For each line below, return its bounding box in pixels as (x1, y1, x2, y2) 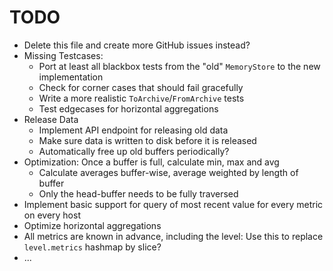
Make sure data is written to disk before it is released (38, 134, 257, 146)
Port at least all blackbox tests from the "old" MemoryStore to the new (38, 60, 321, 72)
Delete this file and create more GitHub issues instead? (23, 39, 251, 51)
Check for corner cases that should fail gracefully (38, 81, 244, 93)
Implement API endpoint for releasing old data (38, 124, 229, 136)
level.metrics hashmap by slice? (23, 241, 162, 253)
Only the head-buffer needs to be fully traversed (38, 187, 239, 200)
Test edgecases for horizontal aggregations (38, 102, 219, 115)
